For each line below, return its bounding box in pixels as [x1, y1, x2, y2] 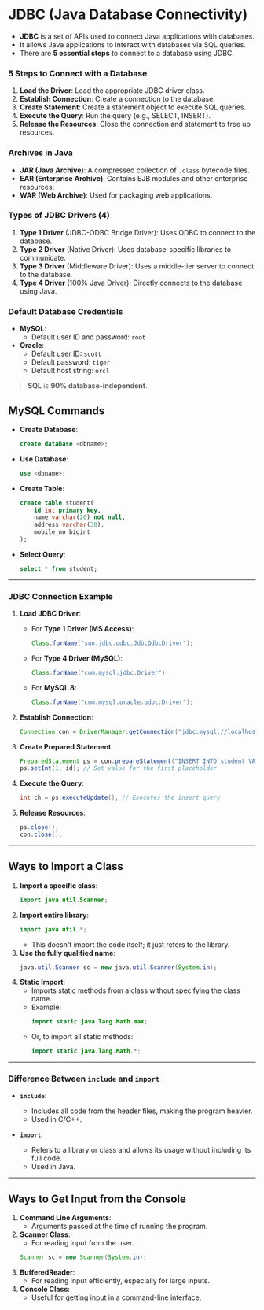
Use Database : [19, 454, 69, 464]
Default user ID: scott [31, 349, 102, 359]
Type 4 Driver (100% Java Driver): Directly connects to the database [19, 278, 243, 287]
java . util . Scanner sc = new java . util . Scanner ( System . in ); [19, 963, 218, 971]
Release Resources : [19, 809, 86, 818]
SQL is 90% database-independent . [27, 381, 148, 390]
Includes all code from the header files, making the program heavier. [31, 1106, 253, 1116]
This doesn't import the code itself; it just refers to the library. [31, 939, 230, 949]
